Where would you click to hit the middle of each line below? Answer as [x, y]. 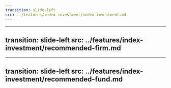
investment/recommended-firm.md [63, 48]
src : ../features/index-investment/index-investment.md [66, 15]
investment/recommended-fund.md [64, 79]
